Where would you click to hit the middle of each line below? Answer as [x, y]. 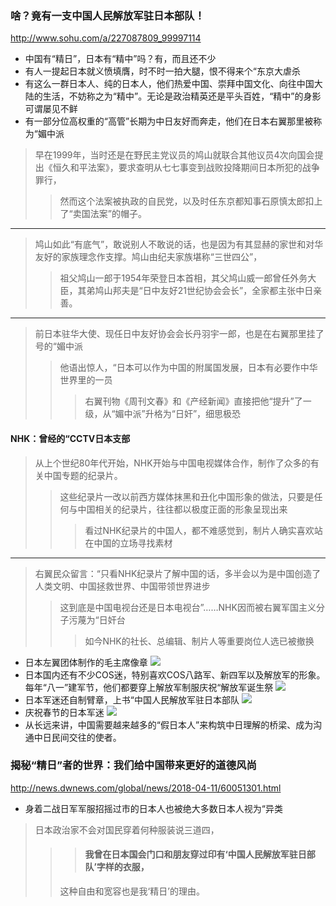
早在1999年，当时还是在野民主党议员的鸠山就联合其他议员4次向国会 [174, 155]
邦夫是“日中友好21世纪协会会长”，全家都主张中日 [213, 291]
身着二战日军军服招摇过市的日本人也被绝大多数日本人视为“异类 [153, 808]
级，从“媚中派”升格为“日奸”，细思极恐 [163, 414]
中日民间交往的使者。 [77, 737]
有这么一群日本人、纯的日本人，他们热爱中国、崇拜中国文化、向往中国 [169, 84]
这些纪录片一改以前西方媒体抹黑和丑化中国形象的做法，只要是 [187, 496]
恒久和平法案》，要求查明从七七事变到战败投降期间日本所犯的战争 [186, 168]
